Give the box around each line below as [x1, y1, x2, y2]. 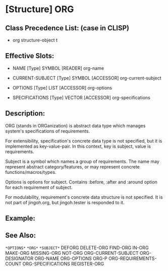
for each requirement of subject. [5, 184, 73, 190]
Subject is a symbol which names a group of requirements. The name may [5, 158, 160, 164]
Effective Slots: [5, 52, 54, 60]
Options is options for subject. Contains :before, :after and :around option [5, 178, 158, 185]
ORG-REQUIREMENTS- [108, 255, 157, 261]
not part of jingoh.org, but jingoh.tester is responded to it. [5, 199, 125, 205]
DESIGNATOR [5, 255, 34, 261]
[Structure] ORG [5, 4, 74, 15]
